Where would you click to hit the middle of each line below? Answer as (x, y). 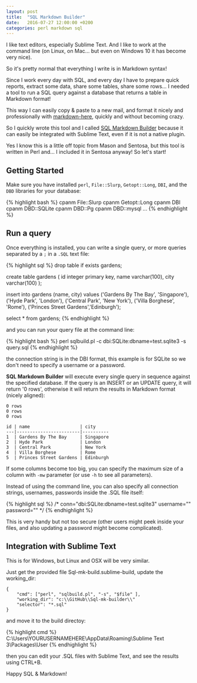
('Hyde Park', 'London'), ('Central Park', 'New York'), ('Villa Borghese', (91, 301)
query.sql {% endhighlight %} (42, 347)
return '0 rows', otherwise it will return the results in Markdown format (91, 389)
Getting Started (35, 171)
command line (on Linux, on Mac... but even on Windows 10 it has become (96, 51)
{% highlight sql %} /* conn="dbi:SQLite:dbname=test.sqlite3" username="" (98, 504)
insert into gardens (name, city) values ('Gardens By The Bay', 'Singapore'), (98, 294)
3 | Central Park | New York (56, 447)
